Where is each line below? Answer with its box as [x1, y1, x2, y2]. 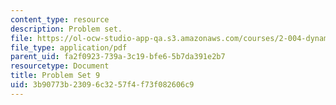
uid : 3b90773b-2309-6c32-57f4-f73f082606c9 [10, 80, 195, 90]
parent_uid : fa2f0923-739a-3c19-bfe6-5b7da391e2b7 [10, 52, 226, 62]
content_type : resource [10, 14, 110, 25]
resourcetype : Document [10, 61, 110, 71]
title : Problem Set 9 [10, 71, 101, 81]
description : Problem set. [10, 24, 123, 34]
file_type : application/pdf [10, 42, 128, 53]
